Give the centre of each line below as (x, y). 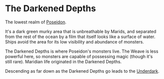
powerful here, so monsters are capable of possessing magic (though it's (79, 56)
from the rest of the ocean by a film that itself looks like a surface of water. (80, 37)
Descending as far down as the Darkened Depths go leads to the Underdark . (82, 71)
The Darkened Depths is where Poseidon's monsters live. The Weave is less (82, 51)
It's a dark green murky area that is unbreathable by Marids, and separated (81, 31)
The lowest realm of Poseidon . (36, 22)
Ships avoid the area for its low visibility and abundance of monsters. (75, 41)
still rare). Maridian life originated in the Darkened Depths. (63, 61)
